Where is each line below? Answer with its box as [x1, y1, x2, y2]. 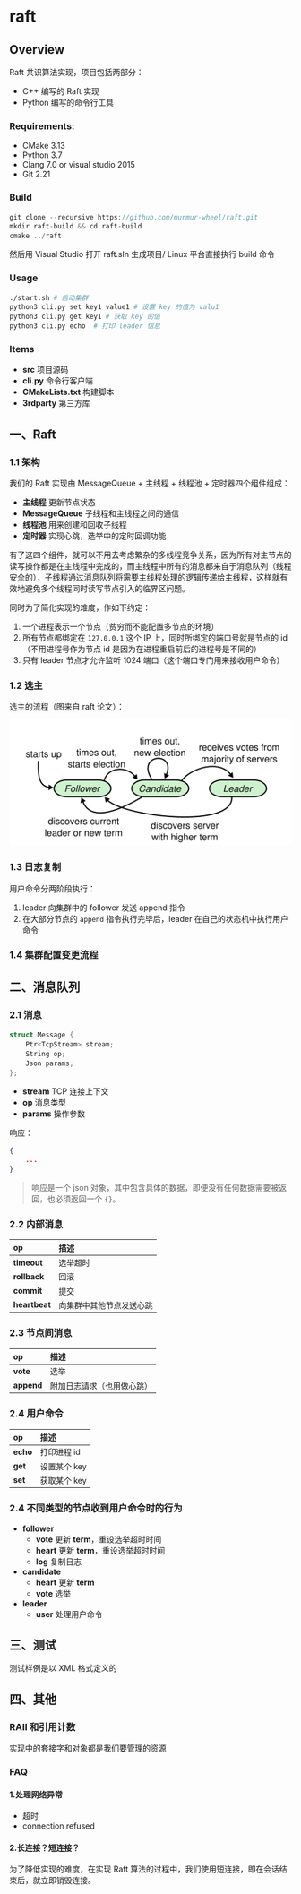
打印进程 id [39, 1447, 81, 1458]
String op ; [25, 1049, 66, 1058]
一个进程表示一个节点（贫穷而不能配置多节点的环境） [21, 621, 219, 632]
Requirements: [9, 119, 75, 132]
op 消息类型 [21, 1097, 67, 1107]
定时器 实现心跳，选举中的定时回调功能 [21, 530, 167, 541]
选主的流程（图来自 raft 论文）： [9, 702, 125, 712]
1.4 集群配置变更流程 [9, 949, 99, 961]
